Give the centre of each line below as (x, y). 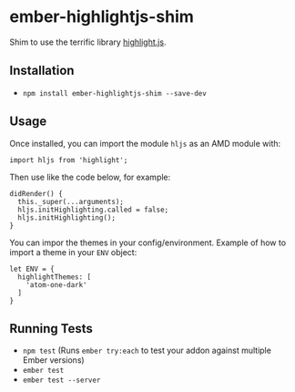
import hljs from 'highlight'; (69, 160)
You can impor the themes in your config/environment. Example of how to (148, 242)
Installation (42, 71)
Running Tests (51, 329)
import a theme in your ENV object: (73, 252)
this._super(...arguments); (71, 201)
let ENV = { (32, 269)
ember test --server (61, 380)
